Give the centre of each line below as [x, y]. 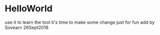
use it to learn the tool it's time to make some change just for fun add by [80, 22]
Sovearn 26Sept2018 [27, 27]
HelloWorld [29, 9]
